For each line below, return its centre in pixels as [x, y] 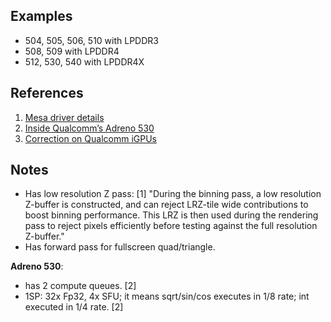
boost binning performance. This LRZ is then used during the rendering [171, 215]
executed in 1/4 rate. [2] [74, 307]
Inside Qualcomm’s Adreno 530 [89, 128]
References [47, 93]
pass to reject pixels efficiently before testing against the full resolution [171, 226]
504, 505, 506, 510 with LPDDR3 [91, 40]
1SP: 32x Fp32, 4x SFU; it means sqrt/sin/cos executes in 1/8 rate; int [167, 296]
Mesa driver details [64, 117]
